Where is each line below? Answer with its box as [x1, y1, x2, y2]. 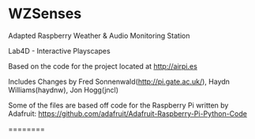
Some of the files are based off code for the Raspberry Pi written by [8, 100, 229, 110]
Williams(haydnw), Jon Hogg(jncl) [8, 85, 119, 95]
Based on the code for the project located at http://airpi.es [8, 61, 197, 71]
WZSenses [8, 5, 82, 23]
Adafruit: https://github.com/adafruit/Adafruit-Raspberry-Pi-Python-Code [8, 108, 247, 118]
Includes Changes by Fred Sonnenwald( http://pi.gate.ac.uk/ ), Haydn [8, 77, 231, 86]
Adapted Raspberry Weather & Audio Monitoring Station [8, 31, 190, 40]
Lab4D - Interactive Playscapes [8, 46, 111, 55]
